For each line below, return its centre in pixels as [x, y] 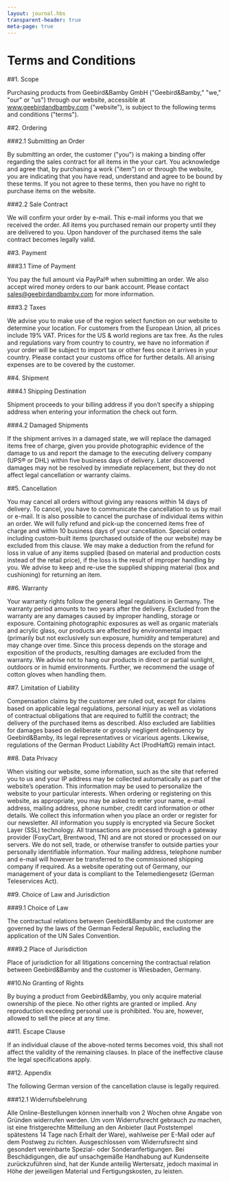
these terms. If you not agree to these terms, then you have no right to [106, 184]
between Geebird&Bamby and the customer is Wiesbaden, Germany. [104, 970]
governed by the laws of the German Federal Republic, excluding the [104, 928]
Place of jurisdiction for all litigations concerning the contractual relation [109, 963]
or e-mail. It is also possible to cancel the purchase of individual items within [115, 516]
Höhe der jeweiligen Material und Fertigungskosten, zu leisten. [95, 1171]
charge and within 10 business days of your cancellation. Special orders [109, 531]
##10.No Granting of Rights [46, 983]
